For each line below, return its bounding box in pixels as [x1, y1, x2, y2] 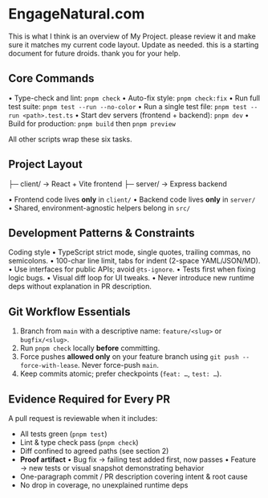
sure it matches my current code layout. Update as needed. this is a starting [8, 39, 259, 49]
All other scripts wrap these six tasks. [8, 134, 132, 144]
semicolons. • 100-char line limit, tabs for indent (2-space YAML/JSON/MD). [8, 256, 261, 266]
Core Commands [8, 71, 95, 85]
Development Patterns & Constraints [8, 226, 195, 239]
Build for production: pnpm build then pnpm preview [8, 118, 177, 129]
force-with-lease [19, 362, 79, 370]
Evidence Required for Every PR [8, 392, 171, 406]
